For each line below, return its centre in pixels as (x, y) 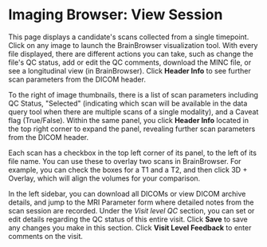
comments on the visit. (46, 236)
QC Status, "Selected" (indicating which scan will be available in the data (128, 103)
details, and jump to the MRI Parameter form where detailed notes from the (131, 202)
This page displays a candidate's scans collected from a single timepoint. (129, 37)
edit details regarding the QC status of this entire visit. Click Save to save (128, 219)
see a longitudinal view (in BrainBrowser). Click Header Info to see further (130, 70)
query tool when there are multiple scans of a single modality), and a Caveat (133, 112)
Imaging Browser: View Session (116, 15)
